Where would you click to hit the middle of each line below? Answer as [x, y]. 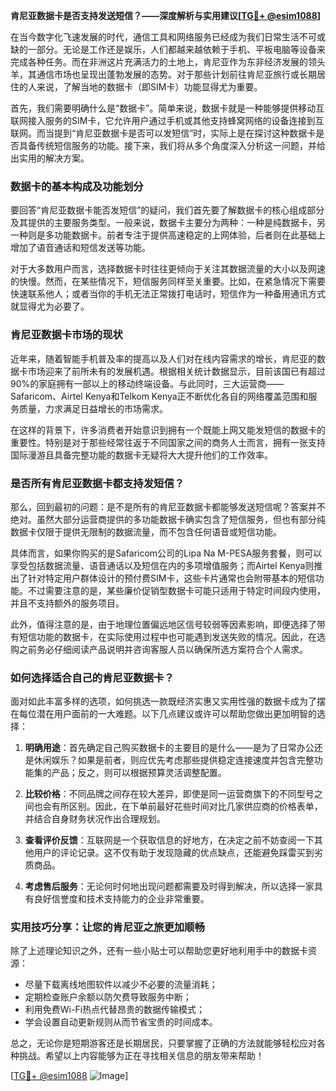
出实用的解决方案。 [50, 158]
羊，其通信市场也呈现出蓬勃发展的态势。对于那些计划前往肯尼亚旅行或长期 [163, 74]
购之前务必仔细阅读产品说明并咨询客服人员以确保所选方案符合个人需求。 [159, 649]
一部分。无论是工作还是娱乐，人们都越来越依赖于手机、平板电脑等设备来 [176, 49]
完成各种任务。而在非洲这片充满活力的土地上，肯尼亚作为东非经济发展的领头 [168, 62]
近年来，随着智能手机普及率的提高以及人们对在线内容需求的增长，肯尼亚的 [163, 358]
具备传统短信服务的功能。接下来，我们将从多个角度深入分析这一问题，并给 [172, 145]
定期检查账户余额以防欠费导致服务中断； [108, 997]
